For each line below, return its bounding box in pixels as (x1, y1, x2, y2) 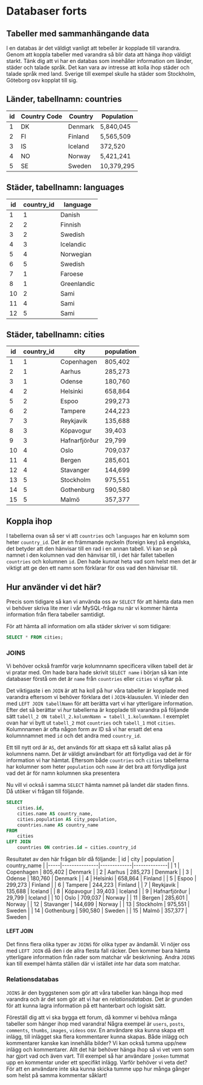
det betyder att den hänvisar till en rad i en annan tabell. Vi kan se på (6, 545, 177, 552)
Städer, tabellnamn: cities (6, 330, 105, 340)
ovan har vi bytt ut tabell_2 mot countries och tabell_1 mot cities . (6, 719, 176, 726)
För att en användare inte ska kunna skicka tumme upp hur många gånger (6, 1065, 190, 1072)
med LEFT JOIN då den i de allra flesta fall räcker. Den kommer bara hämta (6, 947, 190, 955)
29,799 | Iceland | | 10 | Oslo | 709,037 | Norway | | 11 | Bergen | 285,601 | (6, 894, 188, 901)
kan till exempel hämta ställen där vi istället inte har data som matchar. (6, 960, 181, 967)
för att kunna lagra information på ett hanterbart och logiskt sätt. (6, 1001, 166, 1009)
